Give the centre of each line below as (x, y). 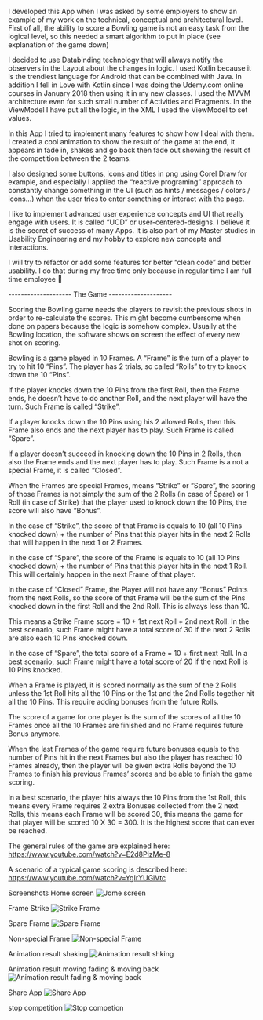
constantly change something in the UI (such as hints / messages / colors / (129, 190)
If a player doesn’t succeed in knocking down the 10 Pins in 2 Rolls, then (125, 454)
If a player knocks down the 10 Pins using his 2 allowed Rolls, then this (122, 422)
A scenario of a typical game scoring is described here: (98, 869)
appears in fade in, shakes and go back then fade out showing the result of (130, 150)
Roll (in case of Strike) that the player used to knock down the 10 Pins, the (128, 502)
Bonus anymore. (35, 734)
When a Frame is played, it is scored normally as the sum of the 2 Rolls (122, 685)
